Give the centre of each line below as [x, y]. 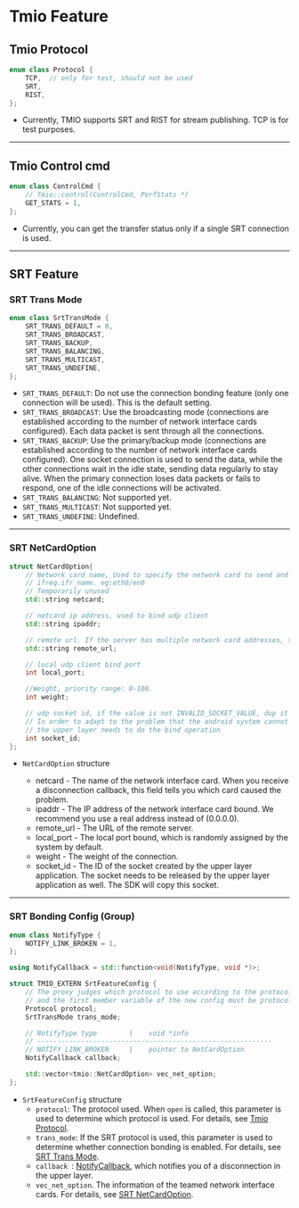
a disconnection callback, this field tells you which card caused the [158, 790]
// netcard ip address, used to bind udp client [117, 616]
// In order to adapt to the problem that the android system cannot [157, 721]
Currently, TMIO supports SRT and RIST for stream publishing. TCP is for [155, 120]
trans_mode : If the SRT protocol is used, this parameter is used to [154, 1137]
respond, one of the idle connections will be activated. [121, 488]
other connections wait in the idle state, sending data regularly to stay [150, 469]
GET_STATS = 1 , [53, 203]
